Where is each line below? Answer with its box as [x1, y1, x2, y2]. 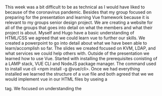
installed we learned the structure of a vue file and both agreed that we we [5, 71, 154, 77]
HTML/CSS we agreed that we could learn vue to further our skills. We [5, 35, 146, 41]
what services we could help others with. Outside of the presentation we [5, 50, 150, 56]
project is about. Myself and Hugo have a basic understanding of [5, 30, 134, 35]
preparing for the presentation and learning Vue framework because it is [5, 15, 149, 20]
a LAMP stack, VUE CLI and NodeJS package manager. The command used [5, 61, 156, 66]
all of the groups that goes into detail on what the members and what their [5, 25, 153, 31]
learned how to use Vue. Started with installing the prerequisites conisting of [5, 56, 158, 61]
